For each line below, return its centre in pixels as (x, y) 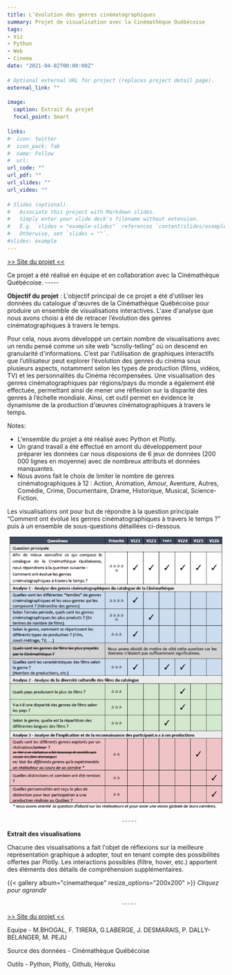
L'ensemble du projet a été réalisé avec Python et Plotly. (97, 439)
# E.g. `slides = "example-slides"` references (80, 226)
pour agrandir (27, 891)
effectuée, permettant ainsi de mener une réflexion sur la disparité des (107, 390)
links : (17, 132)
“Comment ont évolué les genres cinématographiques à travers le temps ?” (114, 519)
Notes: (17, 425)
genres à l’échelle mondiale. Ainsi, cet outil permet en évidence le (100, 397)
